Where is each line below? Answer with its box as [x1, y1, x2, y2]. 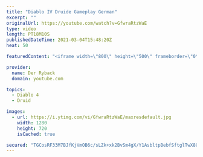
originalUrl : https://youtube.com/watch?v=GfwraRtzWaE [6, 20, 147, 26]
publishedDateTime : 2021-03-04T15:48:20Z [6, 37, 112, 43]
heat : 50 [6, 43, 28, 49]
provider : [6, 64, 31, 70]
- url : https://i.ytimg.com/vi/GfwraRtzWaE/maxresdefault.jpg [11, 114, 172, 120]
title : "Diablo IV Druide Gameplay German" [6, 8, 118, 15]
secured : [6, 142, 28, 148]
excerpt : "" [6, 14, 36, 21]
